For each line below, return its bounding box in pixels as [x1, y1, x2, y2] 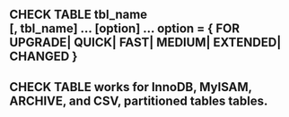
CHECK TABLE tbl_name [9, 7, 148, 22]
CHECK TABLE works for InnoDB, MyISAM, [9, 79, 253, 95]
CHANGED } [9, 49, 78, 64]
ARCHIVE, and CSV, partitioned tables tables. [9, 93, 268, 108]
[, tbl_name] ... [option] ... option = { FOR [9, 21, 241, 37]
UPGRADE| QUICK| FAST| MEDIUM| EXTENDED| [9, 35, 282, 50]
